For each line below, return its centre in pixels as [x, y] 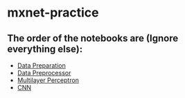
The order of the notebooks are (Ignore [93, 38]
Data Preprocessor [44, 73]
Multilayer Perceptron [48, 80]
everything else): [45, 49]
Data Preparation [41, 66]
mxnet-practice [53, 13]
